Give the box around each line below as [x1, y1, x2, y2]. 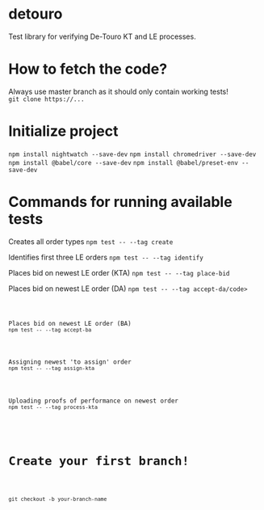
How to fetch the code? [8, 60, 168, 78]
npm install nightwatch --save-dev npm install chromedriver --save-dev [8, 150, 257, 158]
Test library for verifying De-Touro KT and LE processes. [8, 32, 196, 41]
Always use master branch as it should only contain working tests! [8, 86, 228, 96]
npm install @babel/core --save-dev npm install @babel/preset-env [8, 158, 238, 166]
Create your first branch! [8, 453, 190, 469]
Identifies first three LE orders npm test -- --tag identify [8, 252, 203, 262]
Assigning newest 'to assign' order [8, 358, 132, 366]
